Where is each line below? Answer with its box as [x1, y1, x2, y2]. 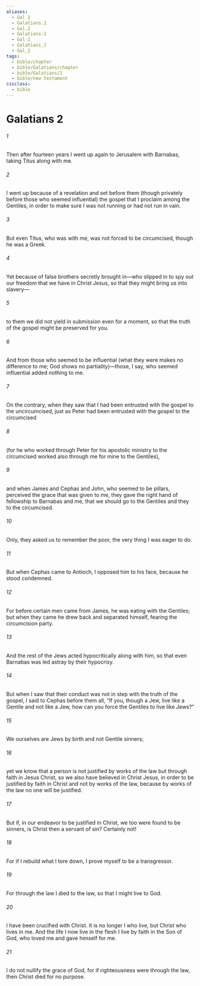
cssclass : [6, 81, 31, 87]
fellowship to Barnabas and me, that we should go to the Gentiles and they [6, 497, 189, 505]
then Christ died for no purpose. [6, 973, 85, 981]
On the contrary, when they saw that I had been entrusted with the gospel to [6, 401, 194, 408]
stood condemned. [6, 575, 53, 582]
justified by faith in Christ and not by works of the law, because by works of [6, 780, 192, 787]
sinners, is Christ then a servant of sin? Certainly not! [6, 825, 137, 832]
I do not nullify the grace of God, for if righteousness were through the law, [6, 967, 190, 974]
